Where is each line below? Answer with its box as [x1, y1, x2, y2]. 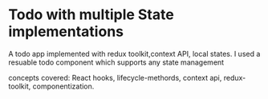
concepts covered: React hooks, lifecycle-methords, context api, [8, 73, 222, 82]
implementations [8, 22, 124, 41]
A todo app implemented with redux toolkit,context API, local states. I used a [8, 49, 261, 58]
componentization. [32, 81, 95, 91]
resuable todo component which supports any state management [8, 57, 225, 67]
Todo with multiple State [8, 6, 174, 24]
